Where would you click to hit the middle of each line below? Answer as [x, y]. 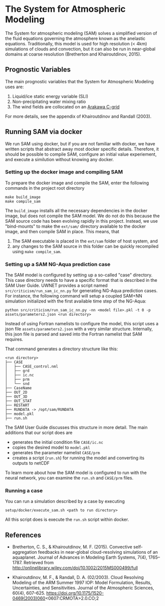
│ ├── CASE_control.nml [32, 367]
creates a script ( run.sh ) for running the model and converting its [78, 458]
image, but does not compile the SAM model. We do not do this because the [82, 216]
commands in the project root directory [45, 188]
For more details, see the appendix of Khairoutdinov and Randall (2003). [78, 116]
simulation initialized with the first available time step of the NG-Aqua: [76, 301]
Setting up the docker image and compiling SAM [64, 172]
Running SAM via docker [44, 132]
